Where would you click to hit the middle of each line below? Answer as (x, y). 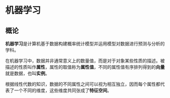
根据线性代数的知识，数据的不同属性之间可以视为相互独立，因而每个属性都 (83, 84)
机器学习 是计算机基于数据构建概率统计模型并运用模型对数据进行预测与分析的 (85, 44)
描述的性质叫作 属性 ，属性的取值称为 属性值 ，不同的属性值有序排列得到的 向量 (85, 67)
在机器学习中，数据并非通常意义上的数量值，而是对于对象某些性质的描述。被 (85, 61)
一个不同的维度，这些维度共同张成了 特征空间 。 (63, 90)
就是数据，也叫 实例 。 (27, 73)
